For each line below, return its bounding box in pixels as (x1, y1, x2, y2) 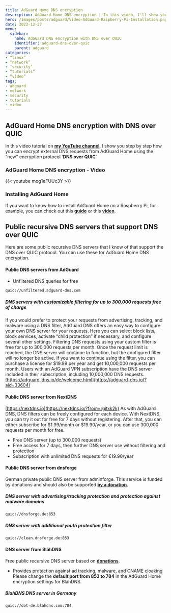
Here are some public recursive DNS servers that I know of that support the (5, 244, 164, 250)
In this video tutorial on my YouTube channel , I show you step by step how (5, 142, 162, 149)
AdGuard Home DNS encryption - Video (5, 166, 105, 174)
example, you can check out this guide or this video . (5, 208, 116, 214)
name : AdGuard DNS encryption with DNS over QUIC (14, 36, 122, 41)
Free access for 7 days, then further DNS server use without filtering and (12, 442, 166, 448)
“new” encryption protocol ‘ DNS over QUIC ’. (5, 154, 98, 160)
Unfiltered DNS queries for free (12, 278, 78, 284)
